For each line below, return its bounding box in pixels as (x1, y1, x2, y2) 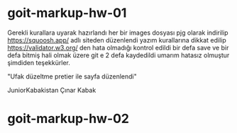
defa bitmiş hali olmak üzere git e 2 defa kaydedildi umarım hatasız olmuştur (7, 51, 230, 59)
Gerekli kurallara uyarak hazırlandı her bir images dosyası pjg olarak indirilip (7, 28, 228, 37)
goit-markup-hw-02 (7, 111, 130, 127)
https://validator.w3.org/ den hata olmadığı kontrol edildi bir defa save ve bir (7, 43, 229, 52)
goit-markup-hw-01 (7, 5, 127, 21)
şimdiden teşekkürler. (7, 58, 71, 66)
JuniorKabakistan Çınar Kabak (7, 86, 97, 94)
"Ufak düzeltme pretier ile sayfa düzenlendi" (7, 72, 137, 81)
